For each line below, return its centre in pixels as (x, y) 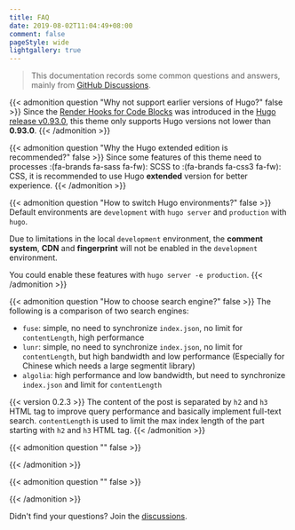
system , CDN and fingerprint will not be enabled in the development (133, 249)
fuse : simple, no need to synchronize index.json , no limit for (132, 328)
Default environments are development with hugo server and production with (148, 212)
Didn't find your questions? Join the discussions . (99, 517)
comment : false (37, 34)
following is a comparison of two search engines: (99, 311)
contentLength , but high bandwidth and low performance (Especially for (153, 357)
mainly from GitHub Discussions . (91, 85)
